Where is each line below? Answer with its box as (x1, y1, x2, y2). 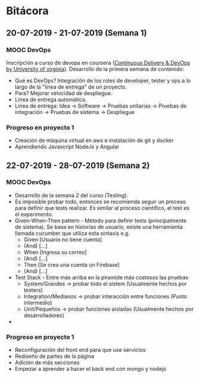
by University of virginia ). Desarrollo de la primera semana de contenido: (6, 65, 185, 73)
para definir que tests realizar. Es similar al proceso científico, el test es (14, 204, 190, 212)
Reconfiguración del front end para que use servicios (14, 346, 146, 354)
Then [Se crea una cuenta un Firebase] (23, 261, 120, 268)
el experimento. (14, 210, 54, 218)
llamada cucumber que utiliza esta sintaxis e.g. (14, 229, 130, 237)
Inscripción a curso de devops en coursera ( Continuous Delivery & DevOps (6, 59, 190, 66)
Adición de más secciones (14, 359, 80, 366)
